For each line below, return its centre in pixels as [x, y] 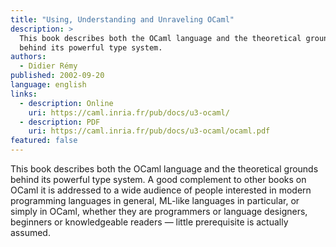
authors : [28, 57]
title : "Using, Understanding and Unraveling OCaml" [122, 19]
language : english [48, 85]
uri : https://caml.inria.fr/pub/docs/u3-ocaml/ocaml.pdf [149, 131]
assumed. [30, 232]
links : [24, 94]
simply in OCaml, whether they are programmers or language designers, [159, 211]
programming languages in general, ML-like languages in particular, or [155, 200]
